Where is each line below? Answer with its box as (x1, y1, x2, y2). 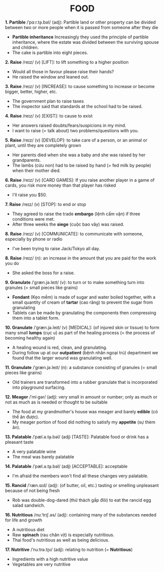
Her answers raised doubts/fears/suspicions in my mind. (12, 122, 126, 128)
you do (5, 260, 20, 266)
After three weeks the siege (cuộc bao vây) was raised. (12, 221, 124, 227)
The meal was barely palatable (12, 454, 74, 459)
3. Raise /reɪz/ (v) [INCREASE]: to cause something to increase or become (5, 83, 155, 89)
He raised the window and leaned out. (12, 74, 89, 80)
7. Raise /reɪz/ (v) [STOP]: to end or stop (5, 201, 87, 207)
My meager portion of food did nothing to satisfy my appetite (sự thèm (12, 419, 156, 425)
